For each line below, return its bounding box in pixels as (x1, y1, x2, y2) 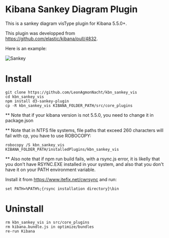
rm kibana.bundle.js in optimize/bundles (5, 224, 94, 229)
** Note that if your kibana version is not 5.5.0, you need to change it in (5, 112, 154, 118)
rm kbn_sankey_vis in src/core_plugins (5, 220, 90, 225)
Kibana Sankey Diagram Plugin (5, 4, 138, 15)
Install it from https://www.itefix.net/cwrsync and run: (5, 176, 117, 182)
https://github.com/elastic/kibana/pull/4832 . (5, 36, 98, 42)
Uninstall (5, 203, 44, 215)
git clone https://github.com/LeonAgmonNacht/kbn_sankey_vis (5, 90, 138, 95)
